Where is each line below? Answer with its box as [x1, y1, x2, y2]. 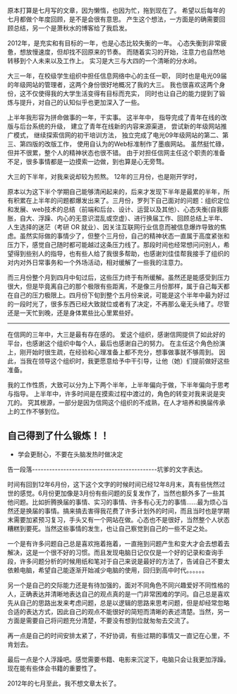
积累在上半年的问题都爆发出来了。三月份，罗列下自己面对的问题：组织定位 [13, 197, 230, 204]
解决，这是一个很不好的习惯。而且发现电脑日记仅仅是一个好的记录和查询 [7, 548, 217, 557]
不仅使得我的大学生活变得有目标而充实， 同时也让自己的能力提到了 [25, 89, 219, 98]
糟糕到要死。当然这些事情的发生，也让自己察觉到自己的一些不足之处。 [7, 524, 212, 533]
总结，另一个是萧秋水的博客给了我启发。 [13, 24, 131, 32]
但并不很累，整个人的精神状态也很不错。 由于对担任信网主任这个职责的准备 [7, 149, 226, 157]
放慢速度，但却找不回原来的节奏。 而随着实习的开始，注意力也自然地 [25, 48, 226, 56]
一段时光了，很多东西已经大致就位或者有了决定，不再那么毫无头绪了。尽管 [13, 300, 230, 308]
